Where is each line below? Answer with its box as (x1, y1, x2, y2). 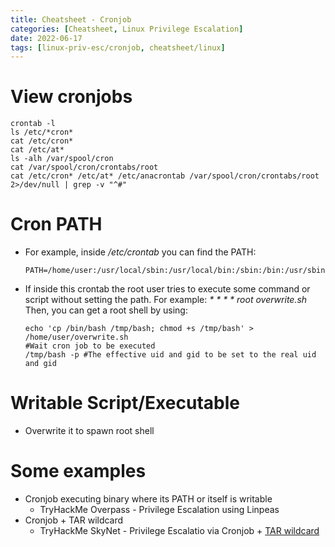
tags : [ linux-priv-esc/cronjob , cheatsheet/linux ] (10, 42, 226, 53)
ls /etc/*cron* (10, 127, 74, 138)
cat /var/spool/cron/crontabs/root (10, 162, 159, 173)
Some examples (10, 460, 147, 483)
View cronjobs (10, 86, 133, 108)
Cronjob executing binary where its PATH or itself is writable (24, 493, 273, 505)
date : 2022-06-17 (10, 33, 83, 43)
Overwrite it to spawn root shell (24, 425, 155, 437)
